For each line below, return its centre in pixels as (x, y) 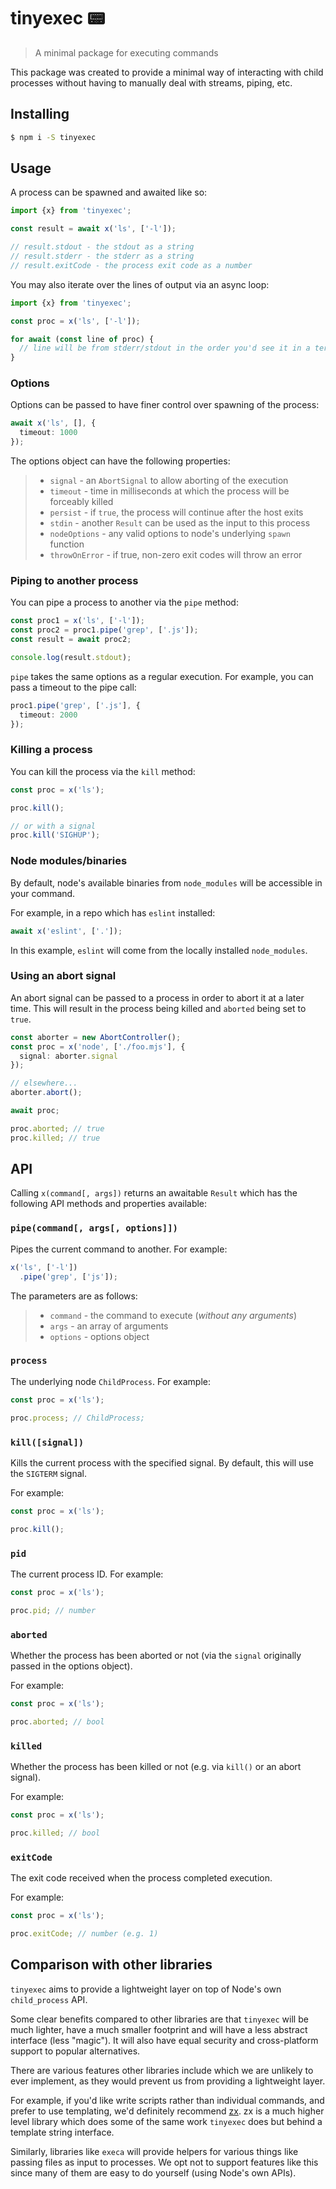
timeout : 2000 (48, 715)
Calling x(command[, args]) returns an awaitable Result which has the (154, 1193)
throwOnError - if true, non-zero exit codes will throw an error (176, 555)
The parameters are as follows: (74, 1296)
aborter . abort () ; (46, 1093)
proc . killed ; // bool (55, 1833)
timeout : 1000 (48, 433)
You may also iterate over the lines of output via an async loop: (140, 284)
